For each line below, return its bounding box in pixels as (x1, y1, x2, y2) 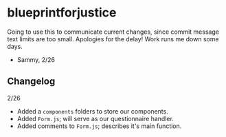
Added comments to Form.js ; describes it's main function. (16, 122, 182, 130)
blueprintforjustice (7, 5, 117, 21)
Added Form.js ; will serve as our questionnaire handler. (16, 114, 174, 123)
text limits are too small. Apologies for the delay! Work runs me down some (7, 34, 219, 43)
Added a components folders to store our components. (16, 107, 168, 115)
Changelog (7, 76, 56, 87)
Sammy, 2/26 (16, 55, 55, 63)
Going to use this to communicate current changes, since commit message (7, 28, 220, 36)
